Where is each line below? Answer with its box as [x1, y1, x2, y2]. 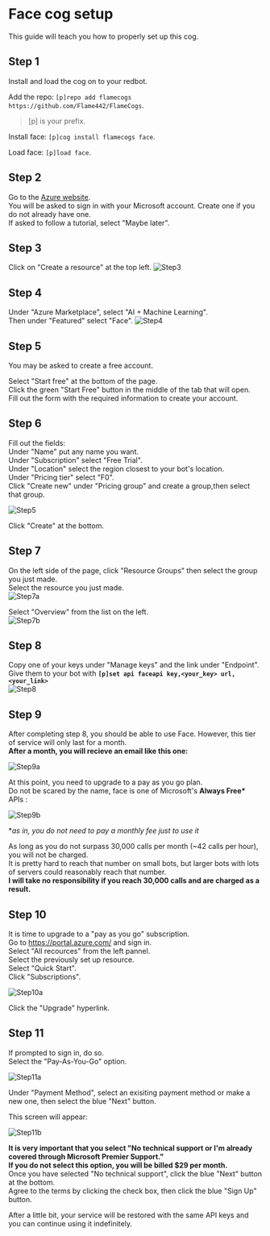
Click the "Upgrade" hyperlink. [8, 1003, 110, 1013]
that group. [8, 489, 46, 499]
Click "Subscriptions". [8, 972, 81, 982]
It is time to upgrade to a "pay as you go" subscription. [8, 929, 190, 939]
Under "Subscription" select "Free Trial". [8, 455, 143, 464]
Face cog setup [8, 5, 114, 23]
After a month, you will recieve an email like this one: [8, 747, 189, 756]
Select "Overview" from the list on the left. [8, 606, 149, 617]
